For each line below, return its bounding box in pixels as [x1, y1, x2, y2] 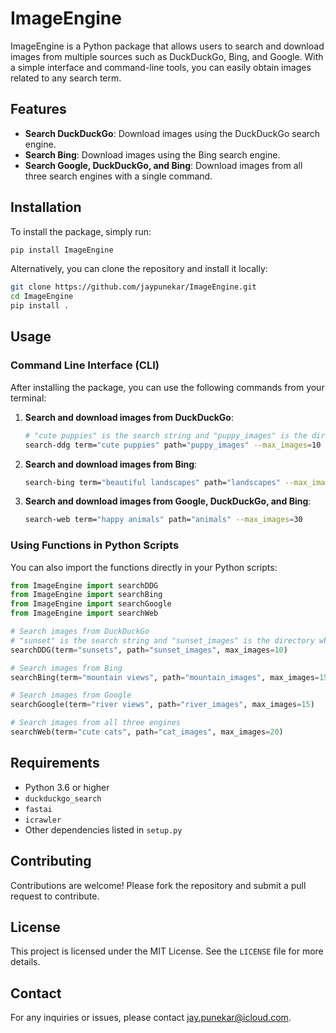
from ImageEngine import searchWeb [10, 608, 159, 619]
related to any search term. [10, 72, 122, 84]
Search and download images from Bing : [24, 458, 198, 470]
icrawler [24, 815, 62, 825]
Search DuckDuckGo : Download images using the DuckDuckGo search [24, 127, 321, 139]
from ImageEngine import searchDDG [10, 580, 159, 591]
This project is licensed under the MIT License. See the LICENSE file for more [10, 945, 324, 957]
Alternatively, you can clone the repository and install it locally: [10, 263, 268, 275]
